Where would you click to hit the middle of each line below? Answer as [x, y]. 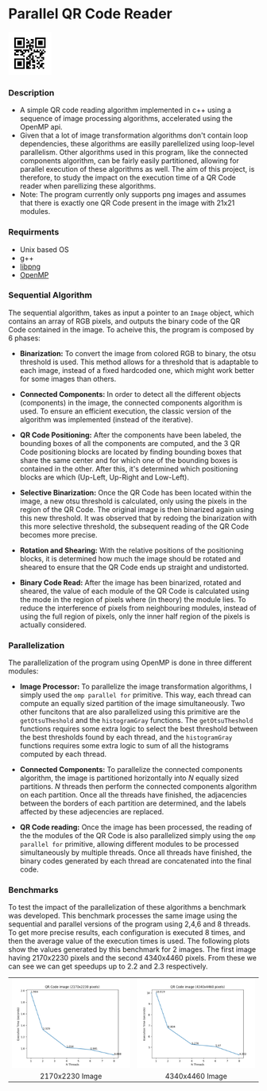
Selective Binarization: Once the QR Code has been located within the [135, 492]
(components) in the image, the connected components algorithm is [131, 402]
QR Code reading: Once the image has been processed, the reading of [136, 827]
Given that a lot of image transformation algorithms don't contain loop [134, 135]
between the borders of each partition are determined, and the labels [133, 803]
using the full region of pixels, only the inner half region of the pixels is [135, 616]
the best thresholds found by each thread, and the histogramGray [126, 737]
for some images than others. [68, 379]
